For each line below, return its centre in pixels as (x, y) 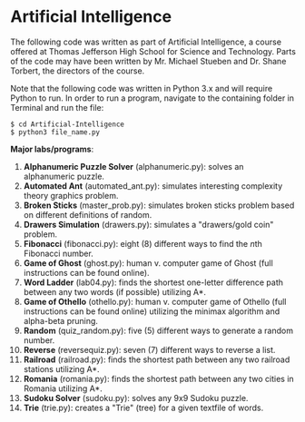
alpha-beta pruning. (61, 320)
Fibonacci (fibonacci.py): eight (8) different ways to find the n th (143, 243)
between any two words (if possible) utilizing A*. (115, 291)
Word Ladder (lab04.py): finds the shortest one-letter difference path (153, 282)
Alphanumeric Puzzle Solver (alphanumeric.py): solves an (133, 166)
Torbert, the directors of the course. (78, 71)
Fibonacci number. (58, 253)
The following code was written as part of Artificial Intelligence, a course (146, 42)
